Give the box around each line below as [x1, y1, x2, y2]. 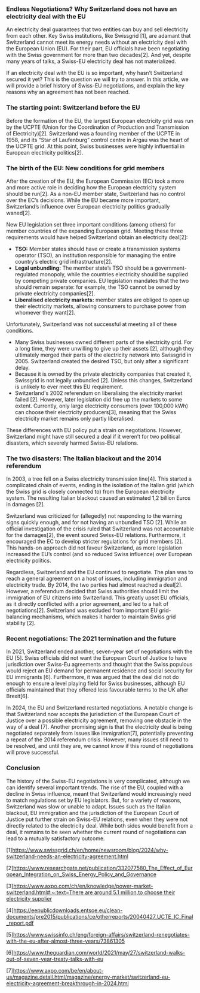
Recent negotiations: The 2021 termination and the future [6, 635, 176, 643]
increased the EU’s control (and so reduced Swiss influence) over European [6, 551, 192, 558]
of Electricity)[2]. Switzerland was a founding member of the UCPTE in [6, 129, 180, 137]
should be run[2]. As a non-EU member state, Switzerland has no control [6, 190, 186, 197]
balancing [6, 613, 31, 620]
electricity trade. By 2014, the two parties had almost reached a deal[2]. [6, 581, 183, 588]
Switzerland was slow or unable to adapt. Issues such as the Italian [6, 802, 171, 810]
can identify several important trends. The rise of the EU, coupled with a [6, 784, 183, 791]
